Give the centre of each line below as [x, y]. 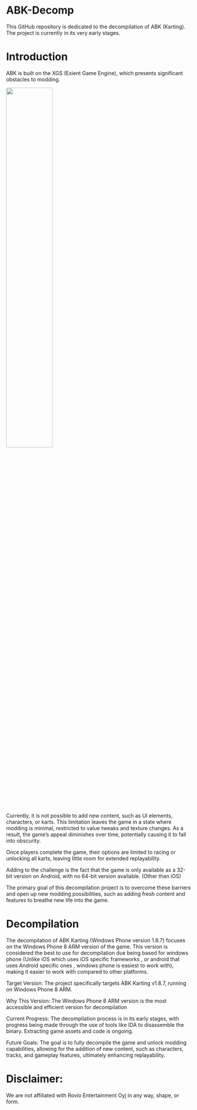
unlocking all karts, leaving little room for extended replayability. [84, 858]
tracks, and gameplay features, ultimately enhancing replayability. [86, 1055]
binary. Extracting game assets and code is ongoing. [70, 1031]
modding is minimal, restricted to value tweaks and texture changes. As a [95, 828]
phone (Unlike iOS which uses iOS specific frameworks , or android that [93, 959]
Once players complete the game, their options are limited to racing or [91, 852]
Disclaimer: [35, 1079]
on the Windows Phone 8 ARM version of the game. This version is [87, 946]
